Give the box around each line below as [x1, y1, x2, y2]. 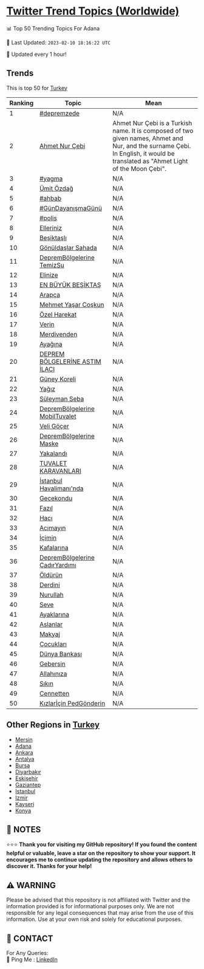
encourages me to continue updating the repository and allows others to [6, 856, 193, 863]
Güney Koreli [39, 375, 76, 383]
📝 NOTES [6, 824, 41, 835]
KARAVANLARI [39, 467, 82, 475]
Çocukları [39, 640, 67, 648]
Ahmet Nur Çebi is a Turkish [112, 118, 192, 127]
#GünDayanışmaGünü [39, 204, 102, 212]
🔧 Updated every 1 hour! [6, 50, 67, 58]
